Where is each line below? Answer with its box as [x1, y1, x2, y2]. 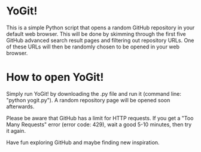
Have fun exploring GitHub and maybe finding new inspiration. [6, 139, 160, 146]
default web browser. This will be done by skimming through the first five [6, 30, 187, 37]
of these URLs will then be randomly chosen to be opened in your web [6, 43, 180, 50]
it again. [6, 127, 26, 134]
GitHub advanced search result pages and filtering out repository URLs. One [6, 37, 194, 44]
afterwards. [6, 103, 35, 110]
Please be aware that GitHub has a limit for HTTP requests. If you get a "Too [6, 114, 194, 121]
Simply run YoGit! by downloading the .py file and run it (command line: [6, 90, 181, 97]
